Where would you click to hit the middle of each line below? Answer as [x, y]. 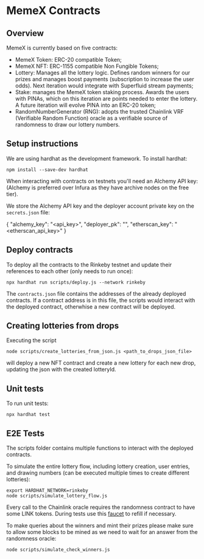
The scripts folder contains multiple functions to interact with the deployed [100, 448]
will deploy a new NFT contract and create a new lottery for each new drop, [101, 363]
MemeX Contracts [53, 11]
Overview [25, 33]
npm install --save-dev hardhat [47, 170]
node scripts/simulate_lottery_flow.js [57, 496]
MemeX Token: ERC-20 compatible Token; [68, 60]
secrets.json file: [28, 212]
